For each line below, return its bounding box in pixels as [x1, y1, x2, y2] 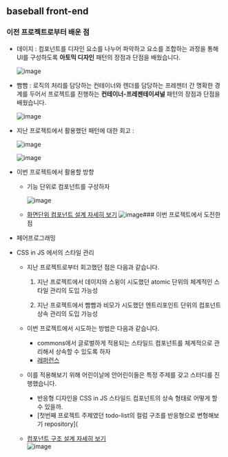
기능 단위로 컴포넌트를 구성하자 [26, 182, 110, 190]
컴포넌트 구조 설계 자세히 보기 [26, 434, 106, 443]
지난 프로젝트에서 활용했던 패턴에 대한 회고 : [16, 126, 135, 134]
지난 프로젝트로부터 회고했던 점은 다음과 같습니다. [26, 263, 160, 271]
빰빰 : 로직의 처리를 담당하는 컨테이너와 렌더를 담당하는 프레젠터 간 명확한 [16, 81, 214, 89]
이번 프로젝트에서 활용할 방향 [16, 167, 94, 176]
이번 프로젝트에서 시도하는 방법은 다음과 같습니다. [26, 324, 160, 332]
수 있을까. [37, 403, 63, 411]
